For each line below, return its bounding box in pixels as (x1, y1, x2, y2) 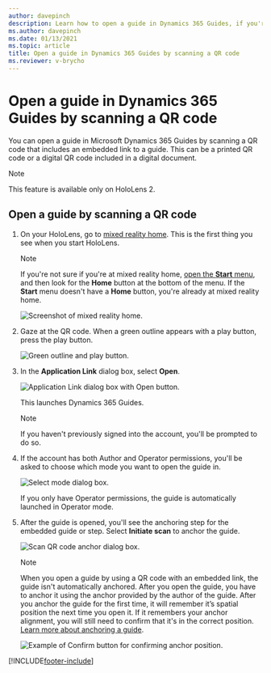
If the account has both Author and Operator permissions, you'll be (19, 453, 243, 463)
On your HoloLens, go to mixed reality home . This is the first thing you (19, 229, 253, 239)
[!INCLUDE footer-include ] (8, 656, 94, 666)
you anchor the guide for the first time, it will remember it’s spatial (19, 599, 239, 608)
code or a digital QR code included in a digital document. (8, 153, 198, 163)
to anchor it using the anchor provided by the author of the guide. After (19, 590, 256, 599)
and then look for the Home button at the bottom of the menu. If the (19, 277, 245, 287)
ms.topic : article (8, 42, 70, 50)
